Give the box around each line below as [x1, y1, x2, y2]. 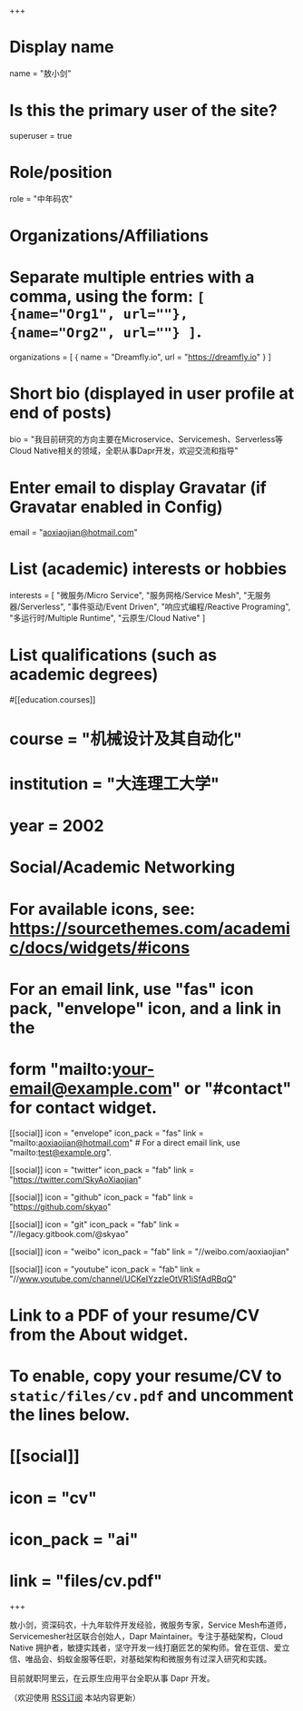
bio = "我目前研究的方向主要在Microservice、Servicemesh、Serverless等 [9, 433, 284, 445]
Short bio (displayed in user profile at [9, 383, 295, 404]
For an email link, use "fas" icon [9, 978, 254, 999]
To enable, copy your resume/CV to [9, 1366, 282, 1387]
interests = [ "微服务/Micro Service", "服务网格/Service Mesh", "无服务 [9, 589, 271, 600]
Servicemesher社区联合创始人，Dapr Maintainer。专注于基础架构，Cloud [9, 1630, 283, 1641]
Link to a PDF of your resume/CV [9, 1304, 260, 1325]
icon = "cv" [9, 1488, 98, 1508]
